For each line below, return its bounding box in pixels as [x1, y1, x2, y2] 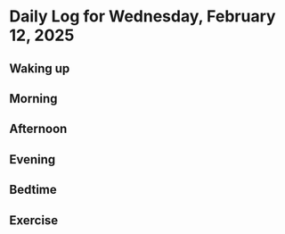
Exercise [9, 213, 59, 228]
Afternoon [9, 121, 68, 137]
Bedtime [9, 182, 58, 197]
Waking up [9, 61, 70, 76]
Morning [9, 91, 58, 106]
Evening [9, 152, 56, 167]
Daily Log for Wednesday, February [9, 6, 276, 27]
